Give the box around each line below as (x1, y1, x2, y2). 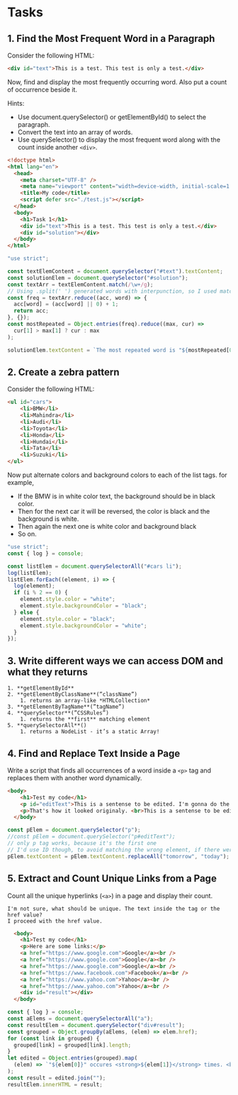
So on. (17, 529, 37, 539)
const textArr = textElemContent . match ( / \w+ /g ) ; (7, 281, 154, 288)
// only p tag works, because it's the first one (7, 840, 157, 847)
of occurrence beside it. (7, 85, 78, 94)
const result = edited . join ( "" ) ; (7, 1074, 106, 1082)
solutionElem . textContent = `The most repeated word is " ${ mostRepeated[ (7, 347, 230, 354)
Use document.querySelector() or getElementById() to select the (17, 113, 207, 121)
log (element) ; (13, 583, 55, 590)
